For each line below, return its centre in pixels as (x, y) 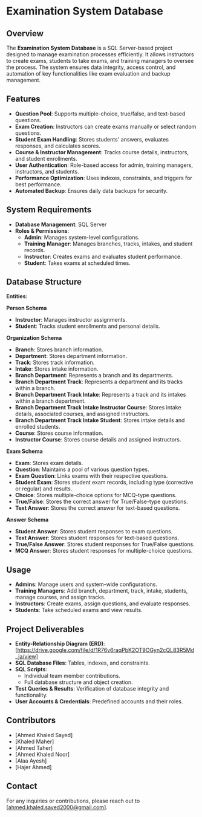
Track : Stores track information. (55, 363)
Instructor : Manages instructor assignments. (71, 320)
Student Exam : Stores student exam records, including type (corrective (104, 483)
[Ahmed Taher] (34, 747)
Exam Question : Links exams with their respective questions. (91, 476)
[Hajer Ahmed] (33, 767)
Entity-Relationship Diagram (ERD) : (60, 644)
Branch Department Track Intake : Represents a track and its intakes (100, 395)
